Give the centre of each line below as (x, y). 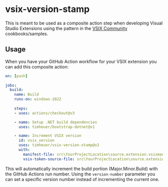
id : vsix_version (36, 140)
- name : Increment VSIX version (48, 136)
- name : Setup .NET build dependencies (56, 122)
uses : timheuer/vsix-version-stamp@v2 (59, 145)
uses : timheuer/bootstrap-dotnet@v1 (56, 127)
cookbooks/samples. (27, 33)
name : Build (26, 94)
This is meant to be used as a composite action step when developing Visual (84, 23)
